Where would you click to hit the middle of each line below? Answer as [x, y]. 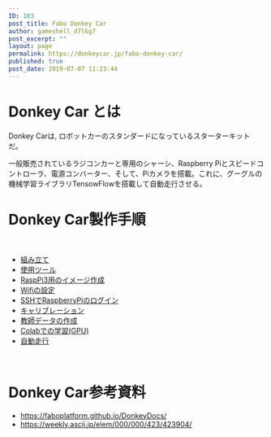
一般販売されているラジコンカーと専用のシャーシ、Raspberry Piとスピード [133, 163]
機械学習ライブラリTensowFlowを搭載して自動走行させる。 [108, 183]
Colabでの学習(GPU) [54, 330]
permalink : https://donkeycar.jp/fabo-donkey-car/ [96, 54]
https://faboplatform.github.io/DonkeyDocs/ [93, 415]
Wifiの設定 [37, 290]
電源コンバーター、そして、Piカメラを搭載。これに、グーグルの [157, 173]
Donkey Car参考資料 [77, 392]
